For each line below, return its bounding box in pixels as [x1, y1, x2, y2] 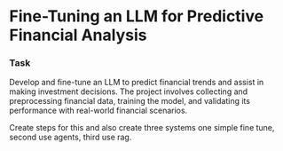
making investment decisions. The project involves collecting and [9, 86, 248, 97]
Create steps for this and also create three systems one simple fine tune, [9, 123, 275, 133]
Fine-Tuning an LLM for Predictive [9, 6, 264, 27]
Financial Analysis [9, 25, 147, 45]
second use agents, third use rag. [9, 131, 132, 143]
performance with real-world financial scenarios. [9, 105, 188, 116]
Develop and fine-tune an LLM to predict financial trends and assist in [9, 77, 264, 88]
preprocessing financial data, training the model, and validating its [9, 96, 251, 107]
